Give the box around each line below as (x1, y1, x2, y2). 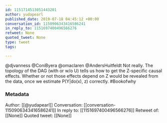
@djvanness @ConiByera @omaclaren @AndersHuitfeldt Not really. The (5, 62, 154, 68)
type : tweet (5, 40, 30, 45)
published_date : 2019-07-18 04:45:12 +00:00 (5, 16, 99, 21)
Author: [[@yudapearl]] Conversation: (5, 102, 83, 108)
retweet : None (5, 30, 35, 35)
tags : (5, 44, 16, 49)
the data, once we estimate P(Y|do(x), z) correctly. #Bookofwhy (5, 78, 136, 84)
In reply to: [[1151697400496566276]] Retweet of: (57, 107, 160, 113)
